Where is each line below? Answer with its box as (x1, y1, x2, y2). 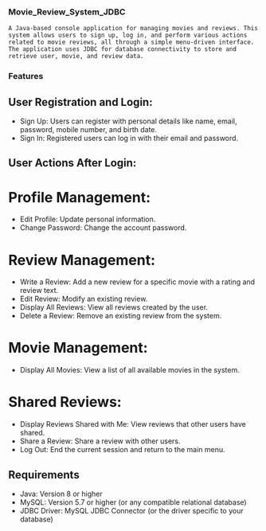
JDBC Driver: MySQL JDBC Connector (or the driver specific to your (19, 506, 244, 515)
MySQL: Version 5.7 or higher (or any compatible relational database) (19, 497, 247, 507)
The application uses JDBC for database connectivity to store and (8, 45, 237, 53)
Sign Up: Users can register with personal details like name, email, (19, 116, 237, 126)
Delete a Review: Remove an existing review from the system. (19, 311, 222, 321)
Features (8, 71, 44, 82)
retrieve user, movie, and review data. (8, 53, 145, 61)
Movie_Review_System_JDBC (8, 6, 126, 18)
